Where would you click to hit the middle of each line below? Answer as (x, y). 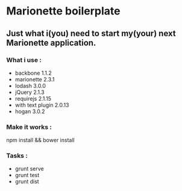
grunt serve (29, 169)
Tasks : (17, 156)
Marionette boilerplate (63, 11)
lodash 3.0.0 (30, 86)
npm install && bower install (40, 140)
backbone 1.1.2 (33, 73)
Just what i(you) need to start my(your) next (91, 33)
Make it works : (29, 127)
